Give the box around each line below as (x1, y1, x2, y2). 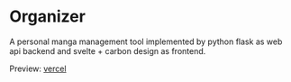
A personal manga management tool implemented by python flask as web (9, 36, 283, 47)
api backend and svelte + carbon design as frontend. (9, 45, 206, 56)
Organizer (9, 6, 86, 27)
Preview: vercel (9, 63, 67, 74)
